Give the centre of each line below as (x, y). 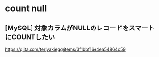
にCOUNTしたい (30, 37)
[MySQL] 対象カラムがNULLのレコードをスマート (80, 28)
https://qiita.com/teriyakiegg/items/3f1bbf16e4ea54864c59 (65, 49)
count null (26, 9)
